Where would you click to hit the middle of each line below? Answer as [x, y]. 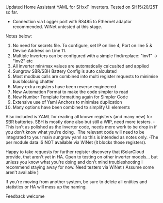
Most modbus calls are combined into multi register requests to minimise [85, 76]
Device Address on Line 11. [39, 51]
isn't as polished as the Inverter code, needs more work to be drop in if [86, 127]
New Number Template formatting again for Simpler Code [70, 97]
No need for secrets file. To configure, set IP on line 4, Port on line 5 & [82, 45]
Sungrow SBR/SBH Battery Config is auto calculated [65, 71]
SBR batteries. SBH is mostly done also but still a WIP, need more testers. [79, 122]
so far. [12, 12]
